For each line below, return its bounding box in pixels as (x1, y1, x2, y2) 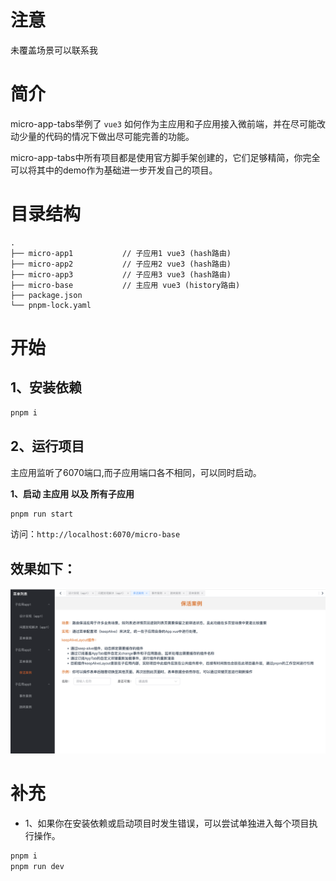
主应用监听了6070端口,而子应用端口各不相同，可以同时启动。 (10, 466, 262, 478)
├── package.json (10, 290, 83, 300)
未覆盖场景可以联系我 (10, 44, 98, 56)
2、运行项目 (10, 438, 85, 455)
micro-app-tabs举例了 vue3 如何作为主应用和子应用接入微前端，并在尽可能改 (10, 117, 326, 130)
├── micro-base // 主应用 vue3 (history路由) (10, 280, 241, 290)
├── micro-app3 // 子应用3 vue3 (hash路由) (10, 269, 232, 280)
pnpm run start (10, 509, 74, 519)
